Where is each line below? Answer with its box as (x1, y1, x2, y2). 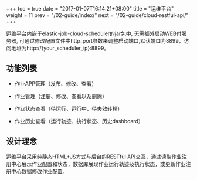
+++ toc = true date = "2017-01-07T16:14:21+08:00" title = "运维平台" (6, 5, 174, 12)
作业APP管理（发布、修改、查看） (14, 80, 97, 87)
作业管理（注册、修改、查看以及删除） (14, 93, 107, 100)
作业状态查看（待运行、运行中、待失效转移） (14, 105, 123, 112)
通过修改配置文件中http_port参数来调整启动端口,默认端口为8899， (24, 38, 184, 44)
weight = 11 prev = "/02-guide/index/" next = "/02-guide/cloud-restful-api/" (6, 12, 189, 19)
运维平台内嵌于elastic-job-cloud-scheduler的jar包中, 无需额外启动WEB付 (6, 30, 182, 37)
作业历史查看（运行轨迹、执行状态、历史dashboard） (14, 117, 144, 124)
